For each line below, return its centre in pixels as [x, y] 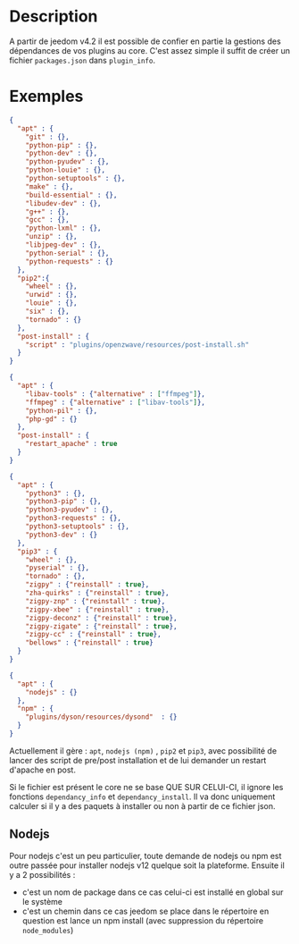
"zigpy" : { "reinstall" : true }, [87, 585]
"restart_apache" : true [71, 444]
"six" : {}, [47, 311]
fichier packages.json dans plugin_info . [83, 60]
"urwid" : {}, [51, 295]
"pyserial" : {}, [58, 568]
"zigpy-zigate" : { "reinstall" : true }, [101, 626]
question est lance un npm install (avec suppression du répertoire [143, 920]
